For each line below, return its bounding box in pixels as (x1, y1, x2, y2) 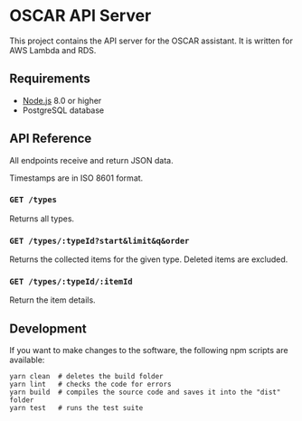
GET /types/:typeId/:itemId (9, 276, 133, 287)
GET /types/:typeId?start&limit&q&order (9, 236, 190, 246)
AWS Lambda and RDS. (9, 44, 97, 55)
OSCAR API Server (9, 5, 152, 26)
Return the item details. (9, 295, 97, 305)
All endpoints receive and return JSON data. (9, 154, 174, 165)
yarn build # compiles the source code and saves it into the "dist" (9, 388, 281, 398)
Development (9, 321, 88, 336)
